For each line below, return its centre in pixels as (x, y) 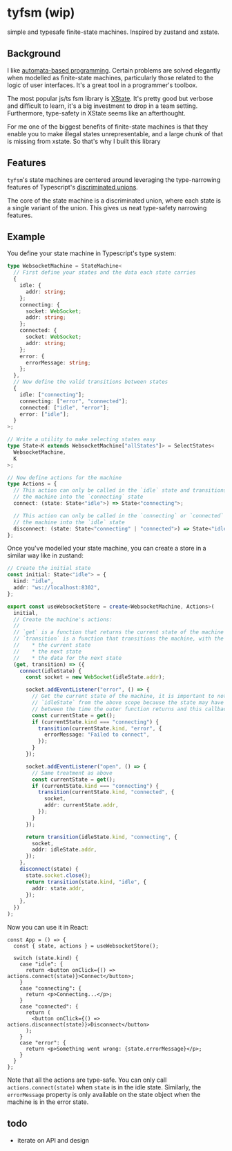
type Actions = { (32, 484)
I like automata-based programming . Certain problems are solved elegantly (114, 70)
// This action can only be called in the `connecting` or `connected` (119, 516)
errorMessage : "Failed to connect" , (97, 735)
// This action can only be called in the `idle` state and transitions (120, 490)
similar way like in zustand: (46, 555)
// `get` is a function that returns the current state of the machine (119, 632)
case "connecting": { (50, 988)
